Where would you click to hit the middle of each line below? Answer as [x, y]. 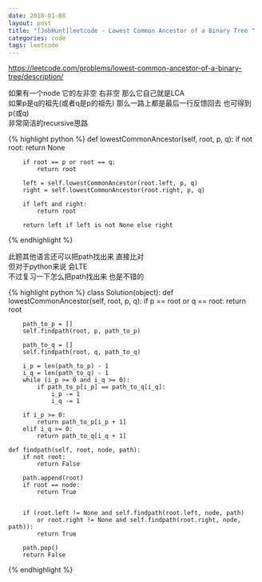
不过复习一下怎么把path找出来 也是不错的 [76, 277]
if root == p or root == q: [69, 162]
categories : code [37, 38]
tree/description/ [36, 77]
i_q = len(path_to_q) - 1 [66, 373]
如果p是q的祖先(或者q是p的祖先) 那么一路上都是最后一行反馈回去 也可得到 [130, 103]
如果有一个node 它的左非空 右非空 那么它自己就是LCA [97, 94]
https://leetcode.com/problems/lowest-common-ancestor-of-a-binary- [125, 68]
